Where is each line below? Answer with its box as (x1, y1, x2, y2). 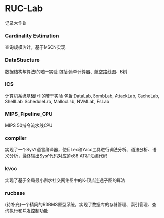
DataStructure (5, 57, 40, 64)
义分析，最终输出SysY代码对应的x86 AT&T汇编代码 (5, 153, 108, 159)
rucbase (5, 190, 25, 196)
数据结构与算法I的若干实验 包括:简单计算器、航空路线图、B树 (5, 68, 127, 74)
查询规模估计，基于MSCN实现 (5, 44, 66, 50)
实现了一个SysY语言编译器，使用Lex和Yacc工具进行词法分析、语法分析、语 (5, 147, 157, 153)
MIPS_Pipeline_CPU (5, 110, 53, 117)
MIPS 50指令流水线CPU (5, 122, 53, 128)
